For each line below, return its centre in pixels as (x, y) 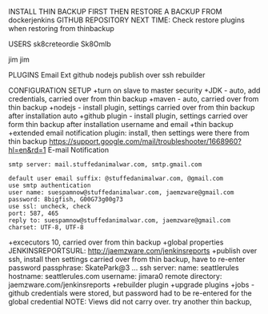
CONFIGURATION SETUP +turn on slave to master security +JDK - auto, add (134, 90)
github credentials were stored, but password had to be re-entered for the (130, 293)
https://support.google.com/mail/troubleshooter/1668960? (145, 141)
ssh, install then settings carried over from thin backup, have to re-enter (127, 259)
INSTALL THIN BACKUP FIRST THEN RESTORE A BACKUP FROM (115, 12)
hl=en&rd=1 (27, 150)
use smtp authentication (50, 185)
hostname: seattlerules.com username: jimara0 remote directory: (115, 276)
